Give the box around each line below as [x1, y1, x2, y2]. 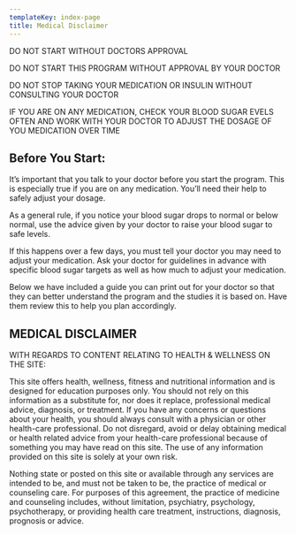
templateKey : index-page [9, 12, 101, 22]
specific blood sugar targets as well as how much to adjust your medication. [9, 264, 287, 275]
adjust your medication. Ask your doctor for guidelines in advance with [9, 256, 267, 266]
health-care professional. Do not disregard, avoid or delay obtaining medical [9, 424, 287, 434]
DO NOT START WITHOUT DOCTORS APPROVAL [9, 45, 188, 56]
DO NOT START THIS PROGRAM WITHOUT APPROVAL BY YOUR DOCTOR [9, 63, 281, 73]
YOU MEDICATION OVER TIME [9, 125, 121, 135]
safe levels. [9, 229, 50, 240]
